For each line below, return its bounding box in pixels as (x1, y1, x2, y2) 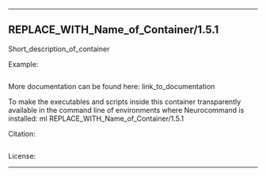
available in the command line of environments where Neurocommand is (8, 105, 245, 114)
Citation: (8, 129, 36, 138)
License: (8, 151, 36, 160)
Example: (8, 59, 39, 69)
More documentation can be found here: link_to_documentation (8, 81, 215, 91)
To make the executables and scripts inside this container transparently (8, 96, 241, 107)
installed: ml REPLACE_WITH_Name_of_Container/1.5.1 (8, 114, 184, 123)
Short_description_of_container (8, 44, 110, 54)
